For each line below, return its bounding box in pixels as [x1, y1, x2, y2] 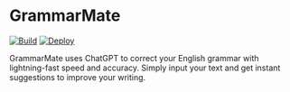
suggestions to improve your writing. [9, 71, 146, 82]
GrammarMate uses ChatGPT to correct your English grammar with [9, 52, 259, 63]
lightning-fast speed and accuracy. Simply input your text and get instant [9, 62, 281, 73]
